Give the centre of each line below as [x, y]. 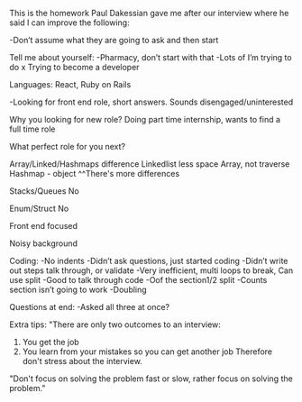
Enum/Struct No [39, 208]
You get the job [50, 342]
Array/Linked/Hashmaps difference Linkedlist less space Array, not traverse [150, 164]
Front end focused [44, 226]
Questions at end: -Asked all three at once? [90, 307]
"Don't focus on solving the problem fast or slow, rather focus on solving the [151, 379]
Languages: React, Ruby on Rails [70, 84]
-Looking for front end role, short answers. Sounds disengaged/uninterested [151, 102]
